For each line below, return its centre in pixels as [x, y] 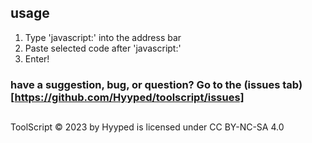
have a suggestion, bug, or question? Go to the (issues [145, 84]
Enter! [37, 58]
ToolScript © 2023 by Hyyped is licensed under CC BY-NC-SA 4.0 [147, 127]
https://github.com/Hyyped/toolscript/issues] [129, 97]
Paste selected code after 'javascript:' [103, 48]
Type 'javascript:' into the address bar [103, 37]
